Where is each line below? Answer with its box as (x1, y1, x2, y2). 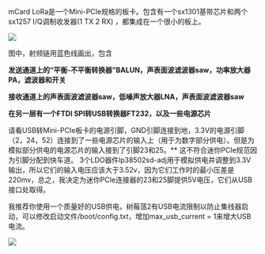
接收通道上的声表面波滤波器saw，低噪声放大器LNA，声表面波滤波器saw (8, 92, 244, 101)
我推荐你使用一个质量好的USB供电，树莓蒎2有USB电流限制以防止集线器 (8, 202, 242, 211)
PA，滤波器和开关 (8, 75, 66, 85)
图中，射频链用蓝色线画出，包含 (8, 48, 112, 58)
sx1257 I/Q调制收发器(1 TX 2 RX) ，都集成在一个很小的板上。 (8, 17, 206, 26)
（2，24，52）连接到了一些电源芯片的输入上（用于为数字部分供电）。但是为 (8, 135, 255, 145)
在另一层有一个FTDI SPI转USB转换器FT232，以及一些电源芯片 (8, 109, 211, 118)
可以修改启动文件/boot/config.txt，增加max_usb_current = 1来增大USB (21, 212, 252, 221)
